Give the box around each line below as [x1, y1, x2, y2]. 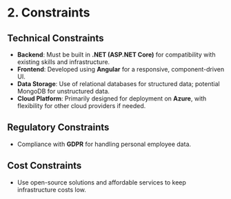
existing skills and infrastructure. [17, 58, 110, 66]
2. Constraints [7, 5, 91, 21]
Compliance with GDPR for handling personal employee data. [17, 140, 192, 148]
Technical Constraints [7, 32, 104, 44]
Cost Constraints [7, 160, 82, 171]
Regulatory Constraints [7, 122, 110, 134]
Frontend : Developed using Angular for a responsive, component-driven [17, 65, 225, 73]
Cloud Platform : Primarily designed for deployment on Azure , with [17, 94, 207, 103]
